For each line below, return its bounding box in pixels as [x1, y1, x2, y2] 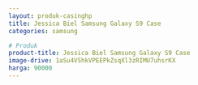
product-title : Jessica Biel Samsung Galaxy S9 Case [8, 49, 191, 57]
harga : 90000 [8, 64, 53, 73]
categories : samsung [8, 27, 79, 35]
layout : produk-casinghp [8, 11, 93, 20]
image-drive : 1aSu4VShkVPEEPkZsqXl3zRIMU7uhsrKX [8, 57, 176, 65]
